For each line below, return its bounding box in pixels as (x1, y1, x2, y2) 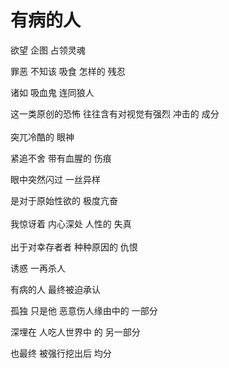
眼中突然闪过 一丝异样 (10, 173, 101, 185)
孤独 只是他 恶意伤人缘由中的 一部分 (10, 304, 158, 316)
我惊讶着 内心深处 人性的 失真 (10, 217, 132, 230)
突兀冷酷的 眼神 (10, 131, 75, 143)
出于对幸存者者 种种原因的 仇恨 (10, 241, 138, 253)
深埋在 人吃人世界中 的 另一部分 (10, 326, 141, 338)
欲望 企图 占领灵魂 (10, 44, 86, 56)
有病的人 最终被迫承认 (10, 283, 101, 295)
